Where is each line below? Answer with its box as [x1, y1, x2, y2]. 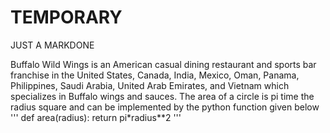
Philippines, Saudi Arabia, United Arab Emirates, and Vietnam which [10, 79, 290, 91]
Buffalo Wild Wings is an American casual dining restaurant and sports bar [10, 58, 317, 70]
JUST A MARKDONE [10, 39, 95, 51]
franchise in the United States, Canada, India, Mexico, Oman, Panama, [10, 69, 300, 81]
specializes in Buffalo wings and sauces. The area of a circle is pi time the [10, 90, 315, 102]
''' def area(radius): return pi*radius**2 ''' [10, 111, 182, 123]
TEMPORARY [10, 6, 123, 29]
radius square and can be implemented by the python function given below [10, 101, 320, 113]
